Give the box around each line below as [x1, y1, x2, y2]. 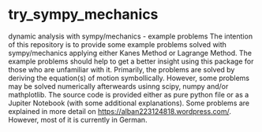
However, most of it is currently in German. [8, 115, 148, 124]
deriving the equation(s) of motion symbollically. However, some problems [8, 73, 250, 82]
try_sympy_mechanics [8, 5, 159, 24]
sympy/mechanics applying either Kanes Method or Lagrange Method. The [8, 48, 253, 57]
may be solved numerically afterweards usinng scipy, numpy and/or [8, 81, 229, 91]
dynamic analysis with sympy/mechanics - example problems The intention [8, 31, 253, 41]
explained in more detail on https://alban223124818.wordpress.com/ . [8, 106, 231, 115]
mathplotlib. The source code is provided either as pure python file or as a [8, 90, 249, 99]
